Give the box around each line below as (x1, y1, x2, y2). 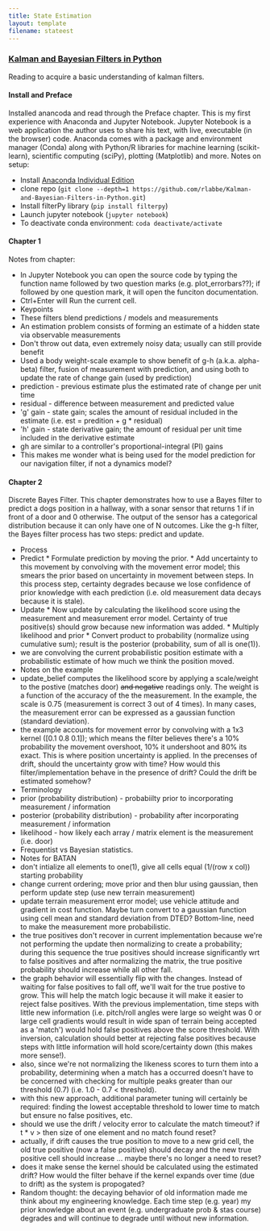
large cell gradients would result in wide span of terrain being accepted (19, 1016, 257, 1026)
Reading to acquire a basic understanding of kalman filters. (8, 72, 205, 81)
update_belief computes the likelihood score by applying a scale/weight (19, 674, 259, 683)
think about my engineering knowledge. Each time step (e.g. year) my (19, 1196, 251, 1206)
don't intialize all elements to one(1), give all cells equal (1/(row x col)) (19, 862, 251, 872)
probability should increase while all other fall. (19, 965, 173, 974)
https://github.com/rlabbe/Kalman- (132, 185, 252, 194)
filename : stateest (8, 27, 74, 35)
